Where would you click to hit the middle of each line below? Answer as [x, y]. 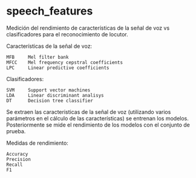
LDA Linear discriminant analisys [55, 95]
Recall [15, 165]
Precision [19, 159]
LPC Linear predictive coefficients [58, 68]
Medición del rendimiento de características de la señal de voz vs [88, 28]
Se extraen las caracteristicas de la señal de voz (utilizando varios [89, 112]
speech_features [50, 11]
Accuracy [17, 154]
